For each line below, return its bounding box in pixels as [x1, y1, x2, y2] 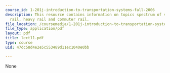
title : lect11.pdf [5, 36, 44, 41]
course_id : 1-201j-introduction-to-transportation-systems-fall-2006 [5, 7, 155, 13]
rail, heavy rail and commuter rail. [10, 17, 90, 22]
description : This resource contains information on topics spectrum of [5, 12, 162, 17]
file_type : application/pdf [5, 26, 65, 31]
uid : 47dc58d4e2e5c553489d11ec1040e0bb [5, 45, 90, 50]
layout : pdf [5, 31, 30, 36]
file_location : [5, 21, 37, 27]
